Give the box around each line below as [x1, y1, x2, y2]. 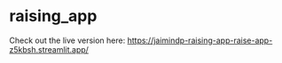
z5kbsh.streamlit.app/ [9, 44, 89, 54]
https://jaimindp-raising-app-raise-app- [127, 35, 273, 45]
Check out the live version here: [9, 35, 126, 45]
